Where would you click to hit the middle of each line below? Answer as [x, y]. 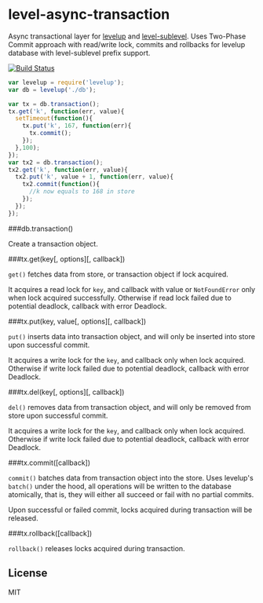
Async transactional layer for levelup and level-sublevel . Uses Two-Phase [127, 36]
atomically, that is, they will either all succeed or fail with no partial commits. [131, 494]
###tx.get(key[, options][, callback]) [67, 259]
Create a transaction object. [53, 243]
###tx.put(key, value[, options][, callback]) [77, 321]
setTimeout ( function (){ [54, 119]
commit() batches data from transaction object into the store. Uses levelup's [131, 477]
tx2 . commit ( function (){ [61, 185]
